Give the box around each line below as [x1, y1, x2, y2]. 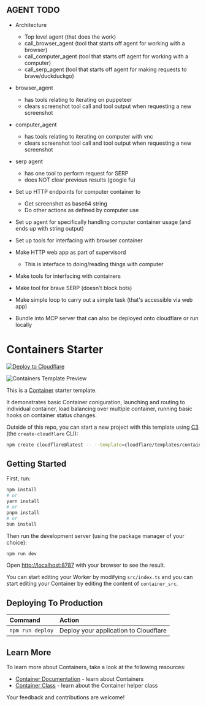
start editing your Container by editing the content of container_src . [6, 580, 178, 588]
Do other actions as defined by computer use [24, 206, 139, 213]
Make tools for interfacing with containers [15, 272, 121, 280]
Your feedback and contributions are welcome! [6, 694, 125, 701]
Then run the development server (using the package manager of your [6, 532, 185, 539]
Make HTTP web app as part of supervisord [15, 248, 126, 256]
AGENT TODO [6, 5, 60, 15]
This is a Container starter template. [6, 386, 97, 394]
